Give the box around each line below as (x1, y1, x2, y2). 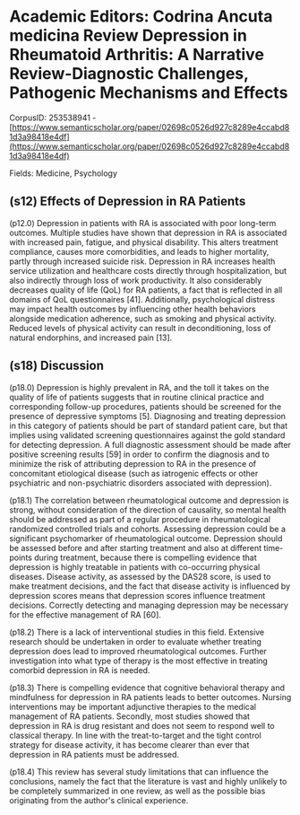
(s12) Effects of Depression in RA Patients (9, 194, 246, 209)
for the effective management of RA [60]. (9, 609, 161, 620)
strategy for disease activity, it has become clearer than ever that (9, 739, 250, 750)
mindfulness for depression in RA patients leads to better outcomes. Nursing (9, 691, 292, 702)
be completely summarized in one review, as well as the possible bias (9, 785, 266, 796)
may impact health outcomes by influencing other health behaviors (9, 303, 257, 314)
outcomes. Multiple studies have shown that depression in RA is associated (9, 227, 287, 238)
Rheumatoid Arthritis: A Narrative (9, 45, 264, 65)
